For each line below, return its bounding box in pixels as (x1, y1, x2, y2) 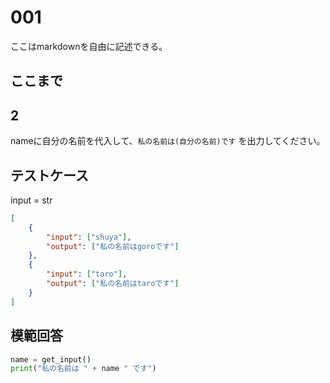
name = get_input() (10, 354, 92, 365)
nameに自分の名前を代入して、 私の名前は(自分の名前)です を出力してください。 (10, 135, 326, 147)
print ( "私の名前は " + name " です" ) (10, 364, 157, 374)
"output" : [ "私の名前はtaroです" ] (46, 279, 180, 289)
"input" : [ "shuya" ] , (46, 232, 132, 242)
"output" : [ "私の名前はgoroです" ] (46, 241, 180, 251)
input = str (10, 194, 53, 206)
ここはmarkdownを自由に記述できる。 (10, 40, 168, 52)
